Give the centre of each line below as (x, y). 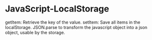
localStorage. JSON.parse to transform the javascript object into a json (76, 27)
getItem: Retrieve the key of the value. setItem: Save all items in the (73, 22)
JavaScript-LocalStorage (57, 9)
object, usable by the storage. (35, 32)
